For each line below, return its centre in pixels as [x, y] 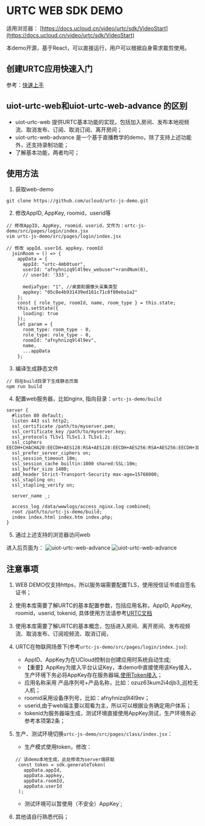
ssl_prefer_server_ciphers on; [52, 453]
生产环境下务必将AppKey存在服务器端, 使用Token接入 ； [93, 675]
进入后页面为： [25, 548]
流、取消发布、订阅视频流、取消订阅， [63, 634]
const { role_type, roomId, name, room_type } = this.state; [96, 303]
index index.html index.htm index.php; [63, 517]
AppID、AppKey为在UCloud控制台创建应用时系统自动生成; [98, 660]
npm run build [24, 387]
